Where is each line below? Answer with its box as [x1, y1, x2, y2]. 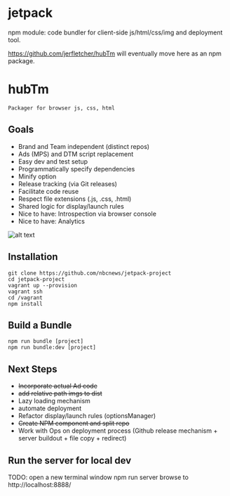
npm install [8, 300, 43, 307]
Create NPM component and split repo [18, 419, 130, 428]
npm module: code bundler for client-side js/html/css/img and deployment [8, 28, 223, 37]
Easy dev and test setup [18, 157, 88, 166]
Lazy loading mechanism [18, 397, 90, 405]
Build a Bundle [8, 319, 72, 331]
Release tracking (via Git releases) [18, 179, 118, 188]
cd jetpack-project [8, 275, 65, 282]
